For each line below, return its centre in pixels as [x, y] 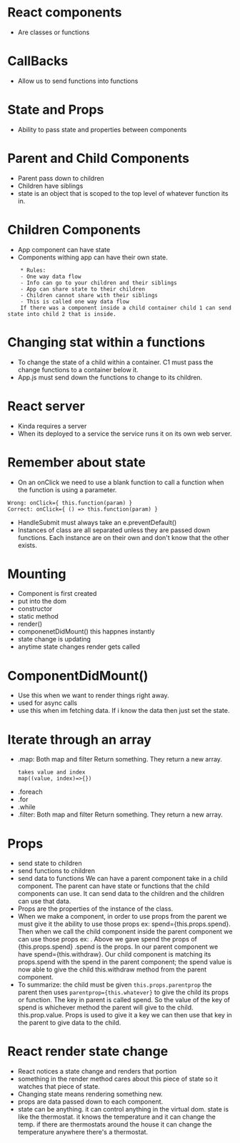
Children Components [74, 230]
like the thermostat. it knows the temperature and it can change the [116, 1117]
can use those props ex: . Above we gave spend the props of [107, 939]
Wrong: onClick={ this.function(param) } [70, 503]
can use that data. [44, 902]
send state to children [50, 863]
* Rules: [33, 270]
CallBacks [38, 61]
